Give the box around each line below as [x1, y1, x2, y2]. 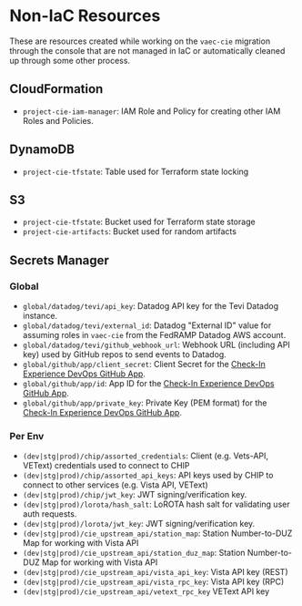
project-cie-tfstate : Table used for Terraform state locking [22, 166, 249, 177]
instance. [22, 311, 57, 322]
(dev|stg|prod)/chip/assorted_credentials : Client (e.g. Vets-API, [22, 450, 269, 461]
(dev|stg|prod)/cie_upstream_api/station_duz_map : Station [22, 548, 246, 559]
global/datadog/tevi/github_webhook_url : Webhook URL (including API [22, 339, 291, 351]
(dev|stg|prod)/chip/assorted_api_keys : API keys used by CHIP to [22, 470, 274, 481]
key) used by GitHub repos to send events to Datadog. [22, 349, 227, 360]
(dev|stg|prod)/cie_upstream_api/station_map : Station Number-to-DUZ [22, 528, 293, 539]
